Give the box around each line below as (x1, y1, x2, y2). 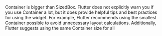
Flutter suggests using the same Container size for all (5, 25, 115, 31)
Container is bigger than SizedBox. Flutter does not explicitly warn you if (5, 4, 154, 10)
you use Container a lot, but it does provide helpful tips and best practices (5, 9, 158, 15)
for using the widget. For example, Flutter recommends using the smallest (5, 15, 157, 20)
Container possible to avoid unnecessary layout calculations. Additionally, (5, 20, 157, 26)
